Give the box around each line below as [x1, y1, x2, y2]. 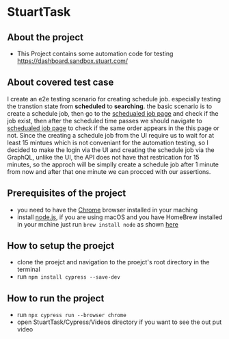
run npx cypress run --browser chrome [16, 311, 126, 319]
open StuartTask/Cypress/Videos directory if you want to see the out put [16, 318, 222, 326]
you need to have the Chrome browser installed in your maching [16, 205, 198, 214]
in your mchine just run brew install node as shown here [16, 220, 179, 228]
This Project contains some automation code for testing [16, 49, 174, 58]
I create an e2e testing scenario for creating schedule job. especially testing [7, 95, 221, 103]
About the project [7, 32, 84, 43]
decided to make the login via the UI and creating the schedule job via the [7, 145, 215, 154]
